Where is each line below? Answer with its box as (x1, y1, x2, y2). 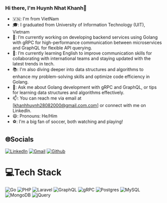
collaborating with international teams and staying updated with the (12, 55, 151, 61)
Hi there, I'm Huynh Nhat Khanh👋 (5, 4, 87, 11)
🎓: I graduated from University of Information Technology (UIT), (12, 22, 146, 28)
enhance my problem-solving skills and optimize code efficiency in (12, 73, 150, 79)
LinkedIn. (12, 107, 31, 114)
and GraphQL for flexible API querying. (12, 45, 92, 51)
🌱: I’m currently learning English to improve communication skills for (12, 50, 152, 56)
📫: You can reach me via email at (12, 95, 82, 101)
